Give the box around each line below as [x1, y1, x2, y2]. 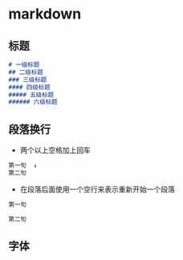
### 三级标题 [8, 76, 47, 84]
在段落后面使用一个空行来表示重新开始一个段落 [19, 184, 175, 194]
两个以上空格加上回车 [19, 146, 91, 155]
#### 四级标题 [8, 83, 51, 91]
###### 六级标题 [8, 98, 58, 106]
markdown [8, 5, 82, 23]
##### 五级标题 [8, 90, 55, 99]
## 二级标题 [8, 68, 44, 76]
